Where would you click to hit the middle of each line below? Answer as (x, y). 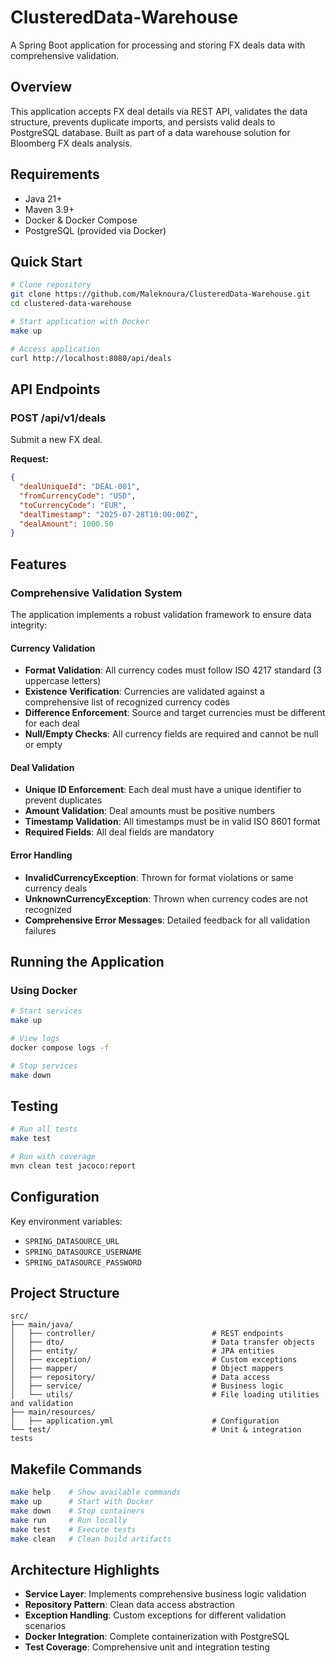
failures (40, 930)
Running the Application (87, 962)
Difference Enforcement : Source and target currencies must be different (175, 713)
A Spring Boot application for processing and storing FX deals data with (158, 45)
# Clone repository (51, 285)
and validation (42, 1404)
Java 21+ (43, 198)
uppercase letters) (63, 681)
